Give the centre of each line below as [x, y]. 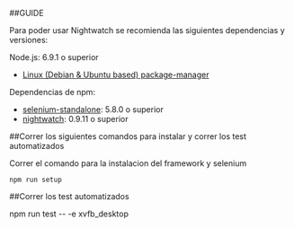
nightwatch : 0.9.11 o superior [75, 119]
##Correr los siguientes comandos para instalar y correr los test [128, 136]
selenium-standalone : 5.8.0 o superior [93, 110]
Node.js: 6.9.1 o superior [54, 57]
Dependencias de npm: [53, 92]
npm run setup [36, 180]
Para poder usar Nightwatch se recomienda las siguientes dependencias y [147, 30]
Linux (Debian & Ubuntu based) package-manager [116, 75]
